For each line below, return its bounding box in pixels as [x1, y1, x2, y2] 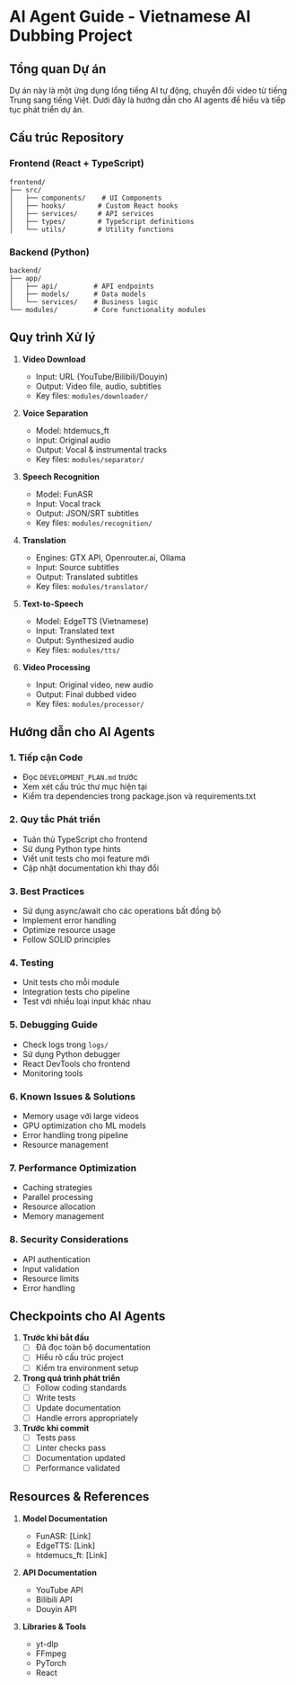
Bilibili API [35, 1594, 73, 1605]
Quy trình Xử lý [9, 330, 96, 345]
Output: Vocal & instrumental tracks [35, 444, 168, 455]
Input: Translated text [35, 625, 115, 636]
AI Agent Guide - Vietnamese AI [9, 6, 251, 27]
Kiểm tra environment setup [35, 1362, 139, 1373]
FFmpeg [35, 1648, 67, 1659]
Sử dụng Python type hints [22, 843, 121, 854]
